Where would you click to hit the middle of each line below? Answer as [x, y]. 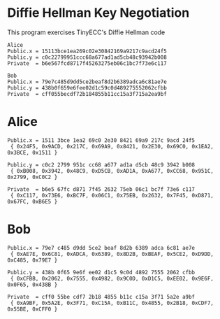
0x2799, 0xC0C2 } [32, 177]
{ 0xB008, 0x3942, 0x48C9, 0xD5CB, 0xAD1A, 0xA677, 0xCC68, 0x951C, [112, 171]
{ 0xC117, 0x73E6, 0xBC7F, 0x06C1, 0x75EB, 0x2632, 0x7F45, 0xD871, [112, 195]
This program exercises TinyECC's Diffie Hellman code [86, 32]
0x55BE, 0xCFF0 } [32, 309]
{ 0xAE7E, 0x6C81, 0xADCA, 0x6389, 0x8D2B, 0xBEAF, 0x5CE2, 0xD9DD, [112, 254]
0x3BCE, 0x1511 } [32, 153]
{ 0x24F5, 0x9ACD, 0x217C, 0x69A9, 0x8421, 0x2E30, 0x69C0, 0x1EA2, [112, 146]
